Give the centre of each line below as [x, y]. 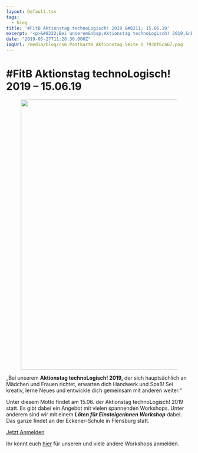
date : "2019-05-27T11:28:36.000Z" [49, 39]
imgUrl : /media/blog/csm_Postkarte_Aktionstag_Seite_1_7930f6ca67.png [95, 45]
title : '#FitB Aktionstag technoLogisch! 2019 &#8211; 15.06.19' [88, 28]
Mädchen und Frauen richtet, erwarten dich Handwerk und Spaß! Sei [90, 384]
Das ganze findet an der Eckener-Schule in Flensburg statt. [78, 420]
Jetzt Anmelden [25, 432]
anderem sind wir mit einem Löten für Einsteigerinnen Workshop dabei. [94, 414]
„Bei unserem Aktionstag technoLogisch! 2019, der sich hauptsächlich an [96, 378]
